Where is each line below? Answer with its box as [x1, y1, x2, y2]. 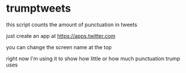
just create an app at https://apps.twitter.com [6, 32, 116, 39]
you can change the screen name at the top [6, 43, 112, 51]
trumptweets [6, 2, 71, 15]
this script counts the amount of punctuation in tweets [6, 21, 137, 28]
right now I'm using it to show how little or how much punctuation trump [6, 55, 181, 62]
